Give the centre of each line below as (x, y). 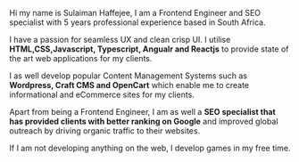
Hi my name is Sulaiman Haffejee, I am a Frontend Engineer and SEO (135, 13)
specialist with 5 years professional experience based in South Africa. (137, 22)
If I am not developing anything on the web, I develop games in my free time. (150, 148)
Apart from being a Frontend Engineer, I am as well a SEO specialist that (143, 112)
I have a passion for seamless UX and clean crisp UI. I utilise (120, 40)
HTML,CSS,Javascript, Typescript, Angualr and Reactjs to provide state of (149, 49)
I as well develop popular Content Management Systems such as (129, 76)
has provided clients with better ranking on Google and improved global (144, 121)
